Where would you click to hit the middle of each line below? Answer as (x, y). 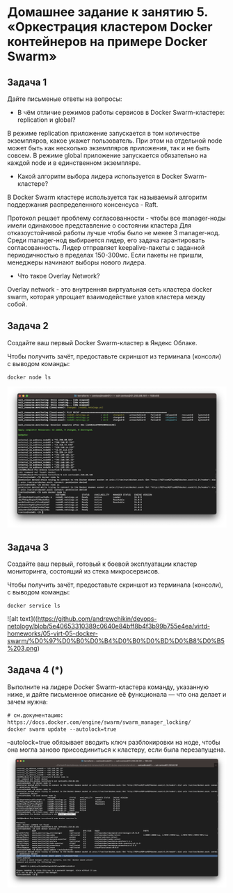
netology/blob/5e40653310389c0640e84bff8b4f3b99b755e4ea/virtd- (109, 626)
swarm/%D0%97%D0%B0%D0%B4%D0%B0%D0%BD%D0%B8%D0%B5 (116, 640)
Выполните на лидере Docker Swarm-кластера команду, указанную (108, 687)
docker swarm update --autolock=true (62, 729)
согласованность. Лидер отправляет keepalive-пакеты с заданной (106, 247)
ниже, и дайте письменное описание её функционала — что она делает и (117, 694)
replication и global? (46, 120)
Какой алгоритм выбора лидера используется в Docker (100, 176)
